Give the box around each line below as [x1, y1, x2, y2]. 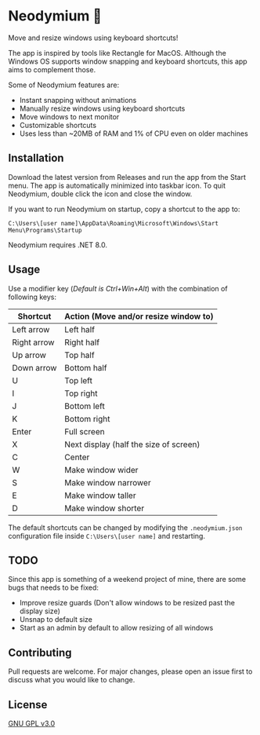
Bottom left [64, 400, 106, 411]
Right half [64, 337, 100, 348]
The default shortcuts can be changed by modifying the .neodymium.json [8, 522, 243, 532]
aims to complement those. [8, 64, 96, 74]
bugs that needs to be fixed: [8, 583, 99, 592]
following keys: [8, 292, 57, 302]
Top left [64, 375, 92, 386]
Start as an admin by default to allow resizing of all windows [19, 623, 214, 633]
